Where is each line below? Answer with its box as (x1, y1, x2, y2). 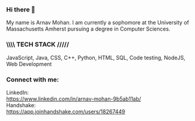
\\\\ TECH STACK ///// (6, 40, 70, 49)
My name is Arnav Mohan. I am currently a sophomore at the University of (6, 19, 189, 26)
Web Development (6, 60, 52, 68)
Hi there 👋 (6, 5, 36, 14)
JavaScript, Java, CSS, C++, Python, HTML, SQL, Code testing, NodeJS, (6, 54, 186, 61)
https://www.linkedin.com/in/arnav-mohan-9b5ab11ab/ (6, 95, 142, 102)
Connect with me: (6, 75, 59, 83)
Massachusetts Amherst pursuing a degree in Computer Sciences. (6, 25, 171, 32)
